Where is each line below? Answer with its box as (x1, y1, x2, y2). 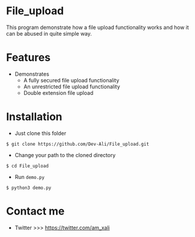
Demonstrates (14, 70, 50, 78)
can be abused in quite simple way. (6, 30, 92, 37)
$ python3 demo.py (6, 185, 51, 191)
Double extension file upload (23, 89, 93, 96)
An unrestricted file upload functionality (23, 83, 121, 90)
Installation (6, 110, 63, 124)
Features (6, 51, 51, 65)
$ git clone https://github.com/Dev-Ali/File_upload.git (6, 141, 149, 147)
